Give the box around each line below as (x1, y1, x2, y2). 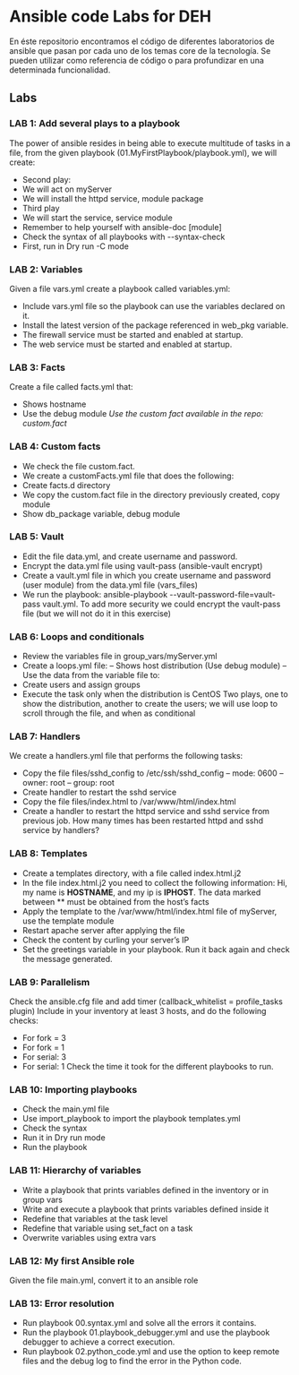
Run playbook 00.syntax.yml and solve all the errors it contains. (21, 1318, 257, 1328)
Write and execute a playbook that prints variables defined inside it (21, 1203, 269, 1215)
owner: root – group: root (21, 778, 115, 788)
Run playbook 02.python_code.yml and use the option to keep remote (21, 1346, 280, 1357)
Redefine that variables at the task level (21, 1213, 168, 1224)
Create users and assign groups (21, 679, 141, 691)
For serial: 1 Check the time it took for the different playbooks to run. (21, 1061, 275, 1071)
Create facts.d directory (21, 479, 111, 490)
